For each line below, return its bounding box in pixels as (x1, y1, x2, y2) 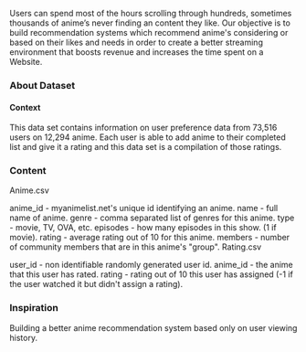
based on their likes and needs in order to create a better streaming (9, 37, 263, 48)
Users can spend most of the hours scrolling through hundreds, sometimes (9, 8, 292, 18)
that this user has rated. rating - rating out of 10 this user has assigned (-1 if (9, 269, 294, 280)
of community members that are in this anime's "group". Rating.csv (9, 241, 262, 252)
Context (9, 101, 41, 112)
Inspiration (9, 302, 59, 315)
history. (9, 332, 38, 343)
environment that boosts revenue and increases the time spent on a (9, 47, 264, 58)
